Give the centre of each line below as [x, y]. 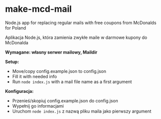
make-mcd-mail [39, 9]
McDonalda [17, 42]
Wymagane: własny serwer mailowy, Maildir [51, 52]
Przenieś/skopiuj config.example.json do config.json [65, 101]
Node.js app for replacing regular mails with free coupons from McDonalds [81, 23]
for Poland [15, 28]
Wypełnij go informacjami [38, 106]
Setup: [12, 61]
